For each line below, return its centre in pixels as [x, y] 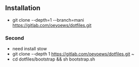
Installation [23, 8]
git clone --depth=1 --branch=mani [48, 20]
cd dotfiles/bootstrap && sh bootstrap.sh [54, 59]
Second [15, 38]
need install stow [29, 49]
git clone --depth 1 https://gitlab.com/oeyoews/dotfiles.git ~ [73, 54]
